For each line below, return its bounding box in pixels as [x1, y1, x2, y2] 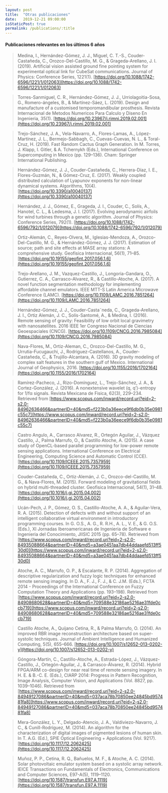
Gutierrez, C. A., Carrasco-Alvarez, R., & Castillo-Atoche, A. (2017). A [17, 276, 159, 282]
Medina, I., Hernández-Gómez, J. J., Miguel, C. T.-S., [17, 53, 127, 59]
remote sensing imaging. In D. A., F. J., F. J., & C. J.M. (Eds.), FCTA [17, 578, 155, 584]
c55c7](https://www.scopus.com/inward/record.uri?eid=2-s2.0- [17, 412, 150, 418]
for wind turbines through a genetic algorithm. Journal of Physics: [17, 214, 153, 220]
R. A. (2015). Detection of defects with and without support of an [17, 510, 151, 516]
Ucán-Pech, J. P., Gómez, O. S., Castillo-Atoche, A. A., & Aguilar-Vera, [17, 505, 161, 511]
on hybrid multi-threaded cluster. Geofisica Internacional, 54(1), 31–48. [17, 484, 163, 490]
